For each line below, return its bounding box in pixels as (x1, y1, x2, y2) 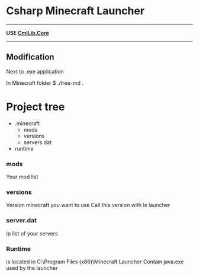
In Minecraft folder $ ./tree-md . (6, 79, 84, 87)
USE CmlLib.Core (6, 29, 49, 36)
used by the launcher (6, 264, 58, 271)
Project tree (6, 100, 65, 113)
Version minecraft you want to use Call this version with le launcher (6, 202, 171, 209)
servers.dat (23, 138, 52, 146)
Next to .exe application (6, 68, 64, 75)
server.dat (6, 216, 37, 225)
